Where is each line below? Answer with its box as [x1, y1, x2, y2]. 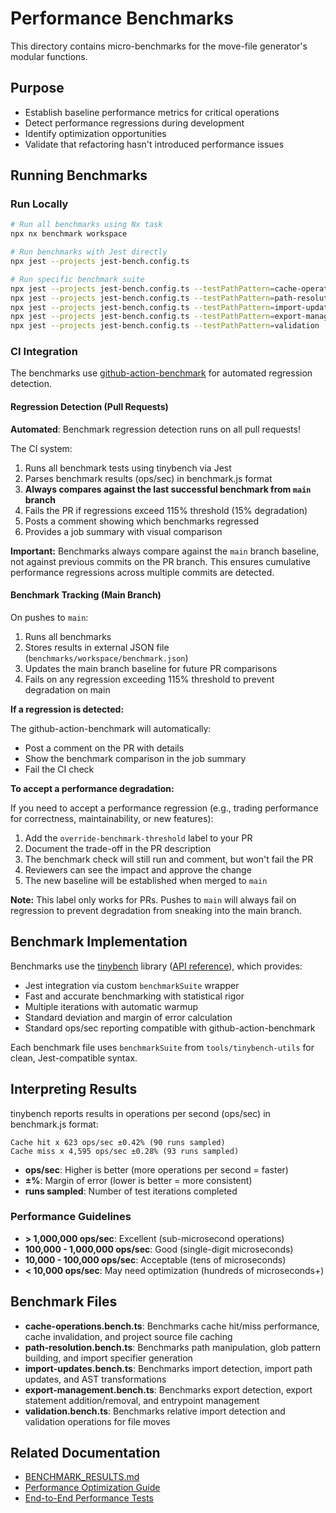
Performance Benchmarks [10, 7, 234, 30]
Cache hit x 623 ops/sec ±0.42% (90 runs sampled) [10, 1137, 226, 1147]
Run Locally [10, 197, 69, 211]
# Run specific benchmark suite [10, 274, 145, 284]
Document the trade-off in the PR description [24, 842, 212, 854]
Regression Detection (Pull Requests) [10, 401, 169, 413]
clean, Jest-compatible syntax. [10, 1052, 138, 1064]
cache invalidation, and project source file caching [24, 1330, 233, 1342]
